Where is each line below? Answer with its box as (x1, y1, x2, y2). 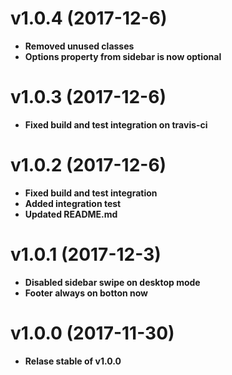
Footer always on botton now (24, 287, 149, 299)
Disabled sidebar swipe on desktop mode (24, 276, 201, 288)
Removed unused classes (24, 40, 135, 52)
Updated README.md (24, 208, 118, 220)
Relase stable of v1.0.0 (24, 355, 122, 367)
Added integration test (24, 197, 122, 209)
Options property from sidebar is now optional (24, 50, 222, 62)
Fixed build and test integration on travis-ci (24, 118, 208, 131)
